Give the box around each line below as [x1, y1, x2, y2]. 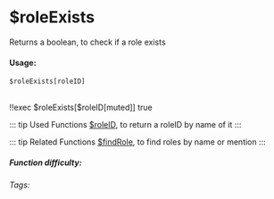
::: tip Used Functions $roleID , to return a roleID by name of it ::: [9, 120, 242, 130]
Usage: [9, 57, 37, 68]
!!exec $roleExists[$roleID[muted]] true [9, 102, 154, 113]
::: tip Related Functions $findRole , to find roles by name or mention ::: [9, 137, 266, 147]
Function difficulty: [9, 157, 82, 168]
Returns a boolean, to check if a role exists [9, 37, 167, 47]
